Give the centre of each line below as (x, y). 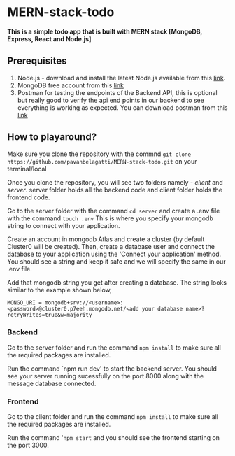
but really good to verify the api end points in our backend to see (111, 100)
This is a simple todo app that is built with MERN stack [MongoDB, (105, 31)
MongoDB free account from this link (71, 85)
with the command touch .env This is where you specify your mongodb (110, 218)
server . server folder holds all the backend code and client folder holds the (115, 190)
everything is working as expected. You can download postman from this (122, 107)
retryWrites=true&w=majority (50, 315)
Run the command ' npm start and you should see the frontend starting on (114, 438)
